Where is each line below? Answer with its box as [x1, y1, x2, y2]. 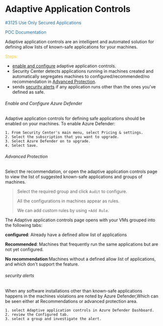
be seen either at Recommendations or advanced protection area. [5, 298, 138, 304]
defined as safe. [12, 89, 45, 95]
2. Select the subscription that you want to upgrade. [5, 135, 119, 139]
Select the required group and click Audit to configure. [17, 189, 127, 194]
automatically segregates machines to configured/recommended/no [12, 73, 150, 79]
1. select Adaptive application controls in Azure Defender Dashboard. [5, 308, 154, 313]
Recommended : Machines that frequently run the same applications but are [5, 242, 158, 247]
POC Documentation [5, 29, 47, 35]
